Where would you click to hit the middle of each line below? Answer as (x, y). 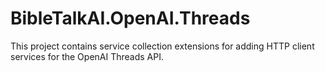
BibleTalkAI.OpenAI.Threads (130, 18)
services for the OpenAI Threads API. (87, 56)
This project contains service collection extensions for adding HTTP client (162, 46)
